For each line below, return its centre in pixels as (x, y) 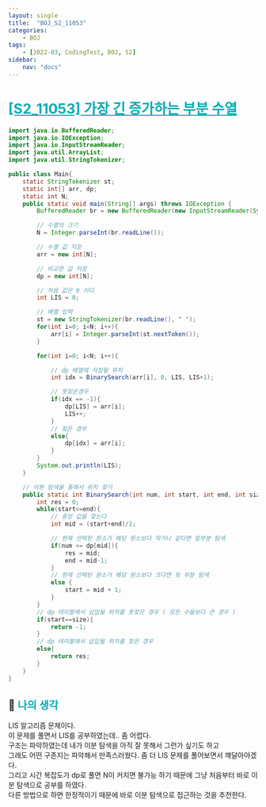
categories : (28, 30)
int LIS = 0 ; (58, 298)
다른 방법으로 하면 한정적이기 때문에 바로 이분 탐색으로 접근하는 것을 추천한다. (127, 795)
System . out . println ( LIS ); (80, 466)
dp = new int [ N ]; (65, 276)
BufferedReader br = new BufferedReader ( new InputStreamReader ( (145, 211)
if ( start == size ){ (65, 619)
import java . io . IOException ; (56, 138)
